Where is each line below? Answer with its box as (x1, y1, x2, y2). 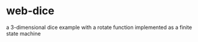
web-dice (6, 4, 55, 18)
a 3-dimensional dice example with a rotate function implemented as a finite (6, 24, 192, 31)
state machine (6, 30, 41, 37)
